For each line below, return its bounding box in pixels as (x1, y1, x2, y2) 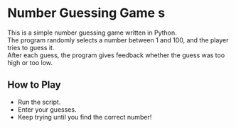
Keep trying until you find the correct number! (17, 112, 152, 121)
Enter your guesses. (17, 105, 77, 114)
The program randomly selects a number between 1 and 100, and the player (7, 35, 229, 44)
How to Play (7, 79, 62, 91)
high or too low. (7, 58, 53, 66)
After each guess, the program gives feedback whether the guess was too (7, 51, 225, 59)
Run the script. (17, 98, 61, 106)
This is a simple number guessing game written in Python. (7, 28, 178, 37)
